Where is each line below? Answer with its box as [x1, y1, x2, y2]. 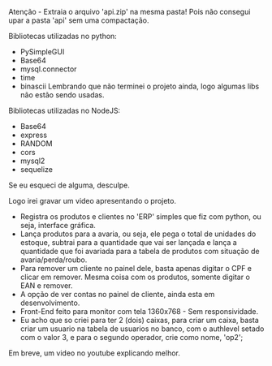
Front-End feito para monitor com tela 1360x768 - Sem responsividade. [19, 307, 259, 316]
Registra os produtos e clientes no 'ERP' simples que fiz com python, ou [19, 212, 261, 222]
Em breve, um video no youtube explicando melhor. [8, 348, 180, 358]
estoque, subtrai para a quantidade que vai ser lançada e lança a [19, 238, 237, 247]
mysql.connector [19, 64, 77, 74]
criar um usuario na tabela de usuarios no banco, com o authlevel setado [19, 324, 265, 334]
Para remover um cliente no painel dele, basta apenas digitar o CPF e [19, 264, 253, 273]
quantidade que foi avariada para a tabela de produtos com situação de [19, 247, 260, 256]
